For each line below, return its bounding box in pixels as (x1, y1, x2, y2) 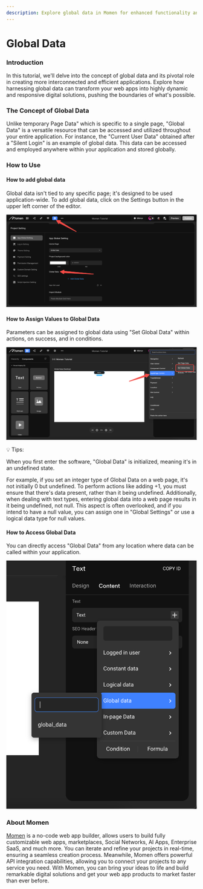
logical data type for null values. (6, 515, 86, 522)
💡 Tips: (6, 446, 24, 453)
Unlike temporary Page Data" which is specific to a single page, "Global (6, 120, 185, 127)
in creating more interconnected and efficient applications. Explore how (6, 79, 184, 86)
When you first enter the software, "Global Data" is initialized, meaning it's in (6, 458, 197, 465)
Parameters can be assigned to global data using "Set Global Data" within (6, 329, 190, 336)
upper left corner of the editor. (6, 202, 82, 210)
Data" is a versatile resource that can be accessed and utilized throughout (6, 127, 191, 134)
